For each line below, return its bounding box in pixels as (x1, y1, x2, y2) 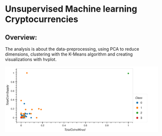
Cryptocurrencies (5, 14, 79, 25)
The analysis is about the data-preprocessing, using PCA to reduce (5, 46, 139, 52)
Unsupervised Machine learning (5, 3, 137, 15)
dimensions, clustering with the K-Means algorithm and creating (5, 51, 133, 57)
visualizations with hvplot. (5, 57, 57, 62)
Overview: (5, 33, 37, 41)
